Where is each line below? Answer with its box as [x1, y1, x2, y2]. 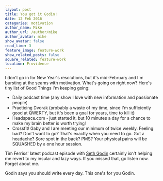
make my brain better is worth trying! [12, 120, 86, 127]
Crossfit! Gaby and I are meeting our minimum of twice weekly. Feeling [12, 126, 154, 131]
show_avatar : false [5, 39, 45, 44]
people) [12, 100, 28, 106]
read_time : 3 [5, 43, 32, 48]
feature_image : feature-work [5, 48, 64, 53]
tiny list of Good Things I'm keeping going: [5, 85, 90, 91]
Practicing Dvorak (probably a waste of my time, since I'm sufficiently [12, 105, 151, 111]
